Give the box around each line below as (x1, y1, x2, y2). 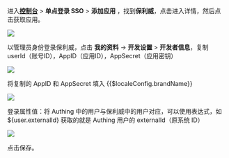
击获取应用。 (7, 15, 44, 24)
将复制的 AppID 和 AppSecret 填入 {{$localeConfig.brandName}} (7, 80, 193, 87)
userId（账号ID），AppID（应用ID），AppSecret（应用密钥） (7, 52, 177, 60)
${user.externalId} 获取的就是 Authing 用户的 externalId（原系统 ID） (7, 116, 204, 124)
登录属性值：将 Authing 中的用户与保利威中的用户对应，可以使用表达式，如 (7, 107, 222, 115)
